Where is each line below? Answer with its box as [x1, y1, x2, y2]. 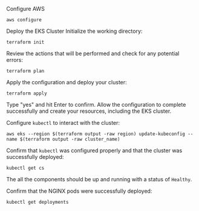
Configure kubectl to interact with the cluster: [6, 119, 120, 126]
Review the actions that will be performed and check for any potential [6, 50, 180, 57]
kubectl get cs [6, 165, 45, 171]
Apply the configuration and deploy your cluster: [6, 79, 127, 85]
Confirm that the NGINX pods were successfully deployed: [6, 187, 152, 195]
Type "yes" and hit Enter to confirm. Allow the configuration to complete [6, 101, 186, 108]
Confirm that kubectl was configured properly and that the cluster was [6, 147, 183, 154]
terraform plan [6, 68, 45, 74]
